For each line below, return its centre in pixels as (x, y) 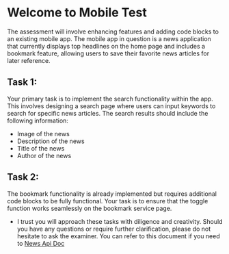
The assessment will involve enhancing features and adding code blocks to (113, 31)
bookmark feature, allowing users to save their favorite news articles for (108, 53)
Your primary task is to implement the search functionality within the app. (110, 99)
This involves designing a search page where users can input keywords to (111, 106)
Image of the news (43, 134)
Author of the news (44, 155)
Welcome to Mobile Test (77, 13)
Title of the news (41, 148)
